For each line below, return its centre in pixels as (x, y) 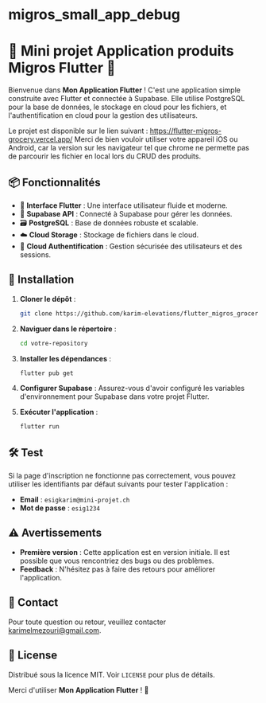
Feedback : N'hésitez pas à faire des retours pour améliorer (118, 569)
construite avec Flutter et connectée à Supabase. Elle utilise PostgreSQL (127, 99)
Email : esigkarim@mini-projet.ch (75, 500)
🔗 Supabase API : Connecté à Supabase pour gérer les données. (126, 213)
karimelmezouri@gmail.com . (55, 630)
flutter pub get (46, 373)
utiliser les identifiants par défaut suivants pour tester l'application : (118, 484)
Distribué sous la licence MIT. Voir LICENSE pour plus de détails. (112, 674)
